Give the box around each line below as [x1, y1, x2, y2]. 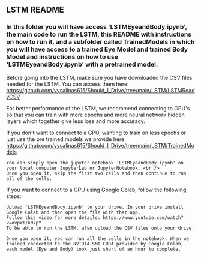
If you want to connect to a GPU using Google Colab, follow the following [6, 186, 187, 193]
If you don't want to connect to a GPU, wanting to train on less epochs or [6, 129, 187, 136]
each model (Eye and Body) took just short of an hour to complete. [6, 246, 181, 252]
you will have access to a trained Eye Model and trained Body [6, 45, 188, 53]
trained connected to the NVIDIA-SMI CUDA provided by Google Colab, [6, 241, 184, 247]
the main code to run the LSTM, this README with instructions [6, 30, 192, 38]
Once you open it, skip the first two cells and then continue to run [6, 170, 187, 176]
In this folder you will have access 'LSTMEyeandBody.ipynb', [6, 23, 187, 31]
